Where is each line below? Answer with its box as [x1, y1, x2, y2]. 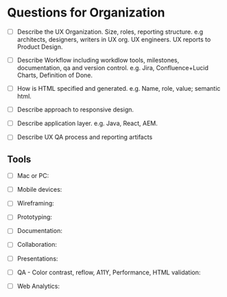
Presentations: [16, 254, 58, 263]
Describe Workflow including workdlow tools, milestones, [16, 56, 180, 64]
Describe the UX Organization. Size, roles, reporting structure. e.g [16, 27, 204, 36]
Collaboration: [16, 241, 57, 249]
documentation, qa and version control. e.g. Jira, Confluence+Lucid [16, 64, 209, 72]
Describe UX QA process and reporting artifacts [16, 133, 153, 142]
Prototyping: [16, 213, 53, 221]
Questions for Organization [7, 5, 166, 21]
